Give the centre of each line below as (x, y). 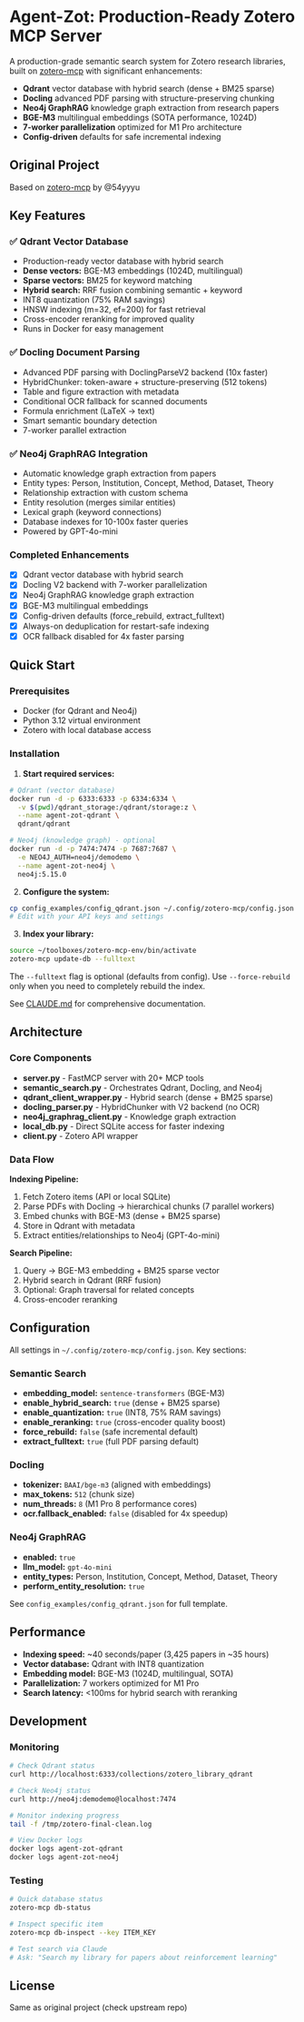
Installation (35, 754)
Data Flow (32, 1159)
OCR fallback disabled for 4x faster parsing (103, 636)
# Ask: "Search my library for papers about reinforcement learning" (144, 1958)
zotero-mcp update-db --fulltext (73, 959)
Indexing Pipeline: (44, 1179)
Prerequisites (39, 691)
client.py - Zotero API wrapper (80, 1135)
